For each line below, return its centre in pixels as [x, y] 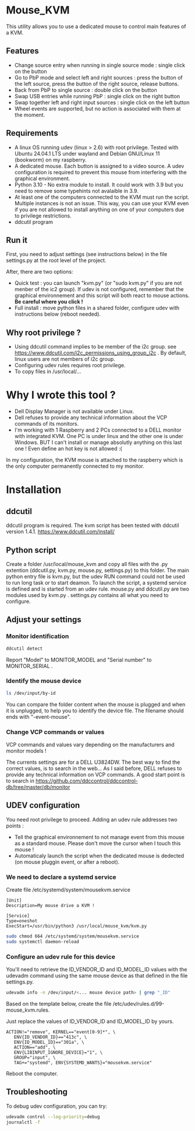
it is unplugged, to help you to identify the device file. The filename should [95, 711]
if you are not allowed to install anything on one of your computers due [99, 209]
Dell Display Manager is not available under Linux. [74, 411]
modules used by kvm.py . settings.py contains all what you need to [87, 595]
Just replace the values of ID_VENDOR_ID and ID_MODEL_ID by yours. [90, 1021]
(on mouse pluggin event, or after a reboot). [67, 862]
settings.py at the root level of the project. [56, 260]
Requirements [32, 133]
